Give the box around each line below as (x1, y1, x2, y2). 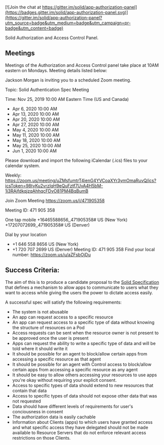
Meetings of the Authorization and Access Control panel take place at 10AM (5, 62, 159, 68)
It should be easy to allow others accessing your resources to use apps (12, 372, 157, 378)
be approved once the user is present (12, 335, 89, 341)
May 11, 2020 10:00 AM (12, 132, 60, 138)
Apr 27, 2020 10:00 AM (12, 121, 60, 128)
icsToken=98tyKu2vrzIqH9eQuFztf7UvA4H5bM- (5, 182, 103, 188)
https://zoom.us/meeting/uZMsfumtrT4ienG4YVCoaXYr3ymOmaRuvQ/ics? (5, 178, 157, 183)
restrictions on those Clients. (12, 435, 71, 441)
